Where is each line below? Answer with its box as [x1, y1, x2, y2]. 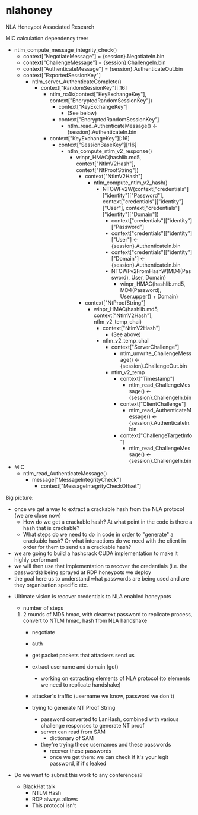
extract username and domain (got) [31, 663, 119, 670]
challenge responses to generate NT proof [40, 722, 145, 729]
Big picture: [5, 494, 34, 501]
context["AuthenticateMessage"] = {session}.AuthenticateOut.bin [23, 65, 183, 72]
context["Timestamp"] [120, 375, 175, 382]
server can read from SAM [40, 728, 106, 735]
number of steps [23, 604, 63, 612]
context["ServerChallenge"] [111, 343, 180, 350]
